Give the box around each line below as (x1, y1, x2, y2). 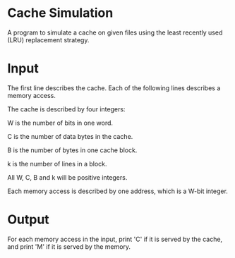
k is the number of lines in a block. (7, 159, 107, 168)
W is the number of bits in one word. (7, 118, 114, 127)
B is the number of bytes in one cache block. (7, 146, 138, 154)
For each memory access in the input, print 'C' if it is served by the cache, (7, 235, 223, 243)
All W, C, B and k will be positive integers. (7, 173, 128, 181)
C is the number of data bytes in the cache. (7, 132, 133, 140)
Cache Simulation (7, 5, 114, 21)
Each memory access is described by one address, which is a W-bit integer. (7, 187, 228, 195)
